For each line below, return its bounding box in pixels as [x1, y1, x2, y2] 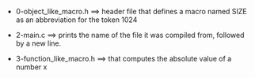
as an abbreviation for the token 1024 [15, 15, 138, 24]
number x [15, 62, 48, 72]
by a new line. [15, 39, 62, 48]
